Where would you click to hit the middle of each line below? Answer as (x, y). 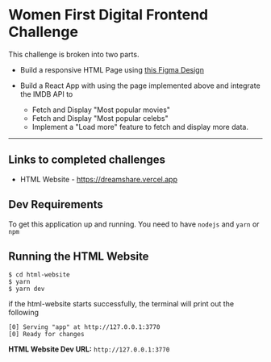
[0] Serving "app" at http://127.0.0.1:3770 (84, 327)
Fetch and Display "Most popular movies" (101, 110)
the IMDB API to (46, 94)
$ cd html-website (39, 275)
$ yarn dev (27, 289)
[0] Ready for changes (46, 335)
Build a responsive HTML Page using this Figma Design (112, 69)
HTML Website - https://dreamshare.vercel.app (98, 179)
